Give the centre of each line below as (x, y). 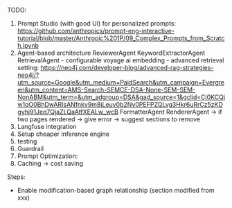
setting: (28, 68)
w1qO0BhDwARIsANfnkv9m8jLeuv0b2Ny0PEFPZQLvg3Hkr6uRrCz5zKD (120, 104)
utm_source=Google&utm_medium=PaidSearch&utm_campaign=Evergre (121, 82)
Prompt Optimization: (47, 156)
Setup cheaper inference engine (63, 134)
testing (27, 141)
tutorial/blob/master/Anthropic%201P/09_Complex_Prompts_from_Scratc (121, 38)
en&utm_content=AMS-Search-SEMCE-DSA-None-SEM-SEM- (106, 90)
